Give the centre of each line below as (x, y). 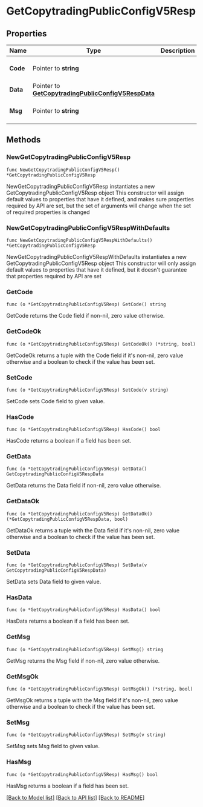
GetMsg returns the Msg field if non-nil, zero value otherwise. (83, 661)
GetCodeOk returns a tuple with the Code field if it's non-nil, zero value (95, 355)
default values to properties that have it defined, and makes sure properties (100, 199)
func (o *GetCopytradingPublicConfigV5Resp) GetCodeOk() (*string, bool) (101, 344)
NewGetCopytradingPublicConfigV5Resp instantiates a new (81, 186)
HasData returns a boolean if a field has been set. (68, 621)
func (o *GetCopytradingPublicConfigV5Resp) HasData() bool (84, 610)
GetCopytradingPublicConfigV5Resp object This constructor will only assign (101, 263)
